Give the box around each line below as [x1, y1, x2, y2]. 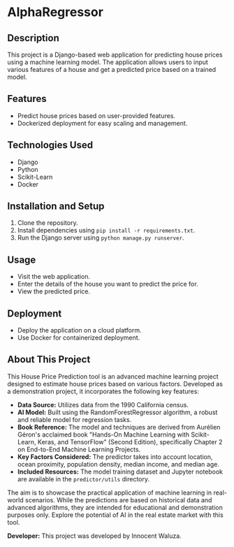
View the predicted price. [17, 287, 91, 296]
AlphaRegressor [7, 4, 103, 20]
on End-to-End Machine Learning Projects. [17, 445, 141, 453]
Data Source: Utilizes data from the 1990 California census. [17, 400, 189, 409]
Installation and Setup [7, 200, 105, 212]
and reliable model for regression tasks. [17, 415, 132, 423]
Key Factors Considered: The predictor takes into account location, [17, 452, 213, 461]
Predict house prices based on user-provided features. [17, 111, 176, 119]
